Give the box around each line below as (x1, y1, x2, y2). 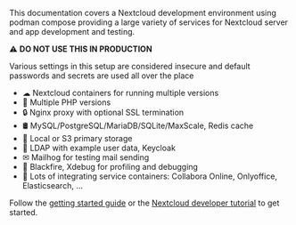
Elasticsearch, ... (21, 181, 83, 190)
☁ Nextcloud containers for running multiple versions (21, 88, 219, 98)
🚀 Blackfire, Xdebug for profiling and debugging (21, 162, 199, 172)
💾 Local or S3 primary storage (21, 133, 133, 143)
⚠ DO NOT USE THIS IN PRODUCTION (9, 44, 153, 54)
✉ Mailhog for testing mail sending (21, 152, 150, 163)
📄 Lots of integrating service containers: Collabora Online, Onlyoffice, (21, 171, 278, 181)
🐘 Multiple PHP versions (21, 97, 111, 108)
